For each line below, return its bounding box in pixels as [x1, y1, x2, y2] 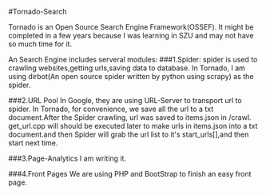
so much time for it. [8, 39, 73, 49]
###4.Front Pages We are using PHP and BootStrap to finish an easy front [8, 169, 252, 178]
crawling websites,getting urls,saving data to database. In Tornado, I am [8, 63, 246, 73]
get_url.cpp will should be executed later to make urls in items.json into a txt [8, 121, 258, 130]
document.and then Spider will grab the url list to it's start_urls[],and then [8, 129, 249, 139]
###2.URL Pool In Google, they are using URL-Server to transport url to [8, 96, 242, 105]
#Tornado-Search [8, 7, 67, 16]
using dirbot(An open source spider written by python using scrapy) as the [8, 72, 254, 81]
